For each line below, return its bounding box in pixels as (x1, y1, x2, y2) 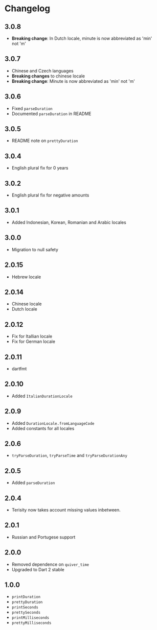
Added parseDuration (11, 480, 55, 485)
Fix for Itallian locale (11, 334, 52, 339)
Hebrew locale (11, 274, 41, 280)
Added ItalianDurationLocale (11, 393, 73, 399)
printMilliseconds (11, 615, 49, 620)
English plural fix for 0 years (11, 165, 68, 171)
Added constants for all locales (11, 425, 74, 431)
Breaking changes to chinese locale (11, 73, 85, 79)
